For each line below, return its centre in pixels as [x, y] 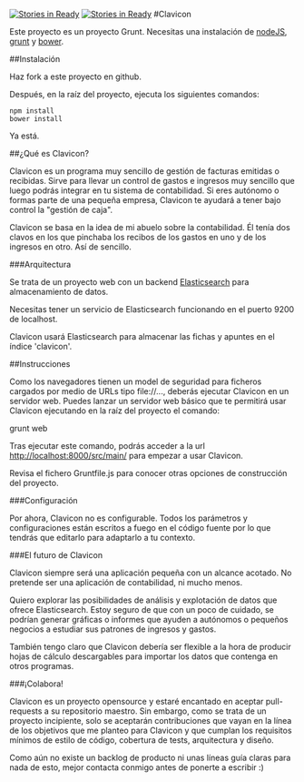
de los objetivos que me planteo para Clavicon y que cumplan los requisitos [151, 730]
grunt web [29, 428]
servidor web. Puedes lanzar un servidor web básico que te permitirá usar [148, 401]
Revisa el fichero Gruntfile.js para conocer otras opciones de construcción [148, 473]
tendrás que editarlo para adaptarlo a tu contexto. [103, 538]
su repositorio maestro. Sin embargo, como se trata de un [159, 711]
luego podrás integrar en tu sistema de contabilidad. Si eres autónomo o [144, 190]
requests [26, 711]
